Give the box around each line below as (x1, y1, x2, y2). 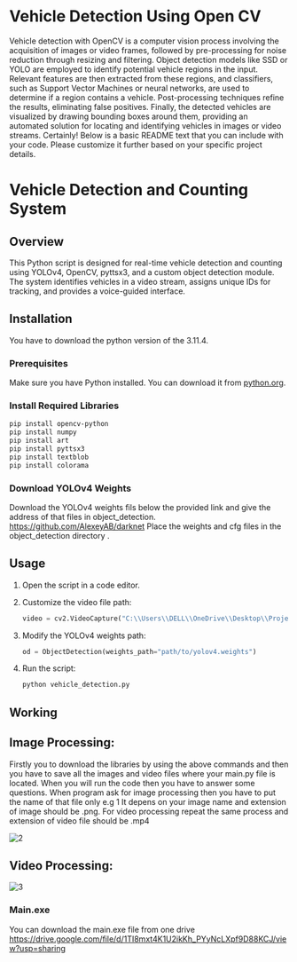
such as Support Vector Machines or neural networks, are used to (9, 83, 250, 93)
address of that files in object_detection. (9, 511, 157, 522)
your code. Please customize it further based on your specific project (9, 139, 263, 150)
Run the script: (21, 663, 76, 674)
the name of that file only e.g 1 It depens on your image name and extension (9, 796, 286, 807)
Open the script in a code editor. (21, 580, 140, 590)
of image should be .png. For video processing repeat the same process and (9, 806, 289, 816)
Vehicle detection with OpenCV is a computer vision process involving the (9, 35, 279, 46)
